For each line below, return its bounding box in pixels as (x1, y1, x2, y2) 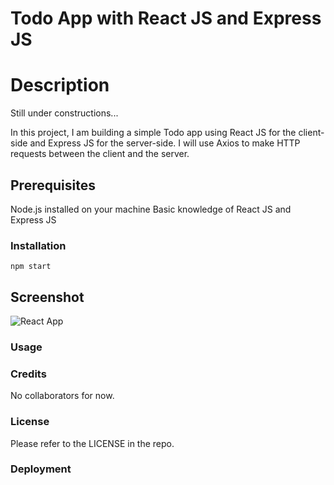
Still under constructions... (10, 107, 119, 119)
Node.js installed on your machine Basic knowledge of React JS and (10, 203, 292, 215)
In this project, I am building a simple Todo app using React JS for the (10, 127, 297, 139)
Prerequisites (10, 177, 96, 194)
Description (10, 74, 110, 97)
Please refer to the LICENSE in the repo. (10, 437, 175, 449)
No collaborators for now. (10, 390, 115, 402)
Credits (10, 367, 47, 381)
